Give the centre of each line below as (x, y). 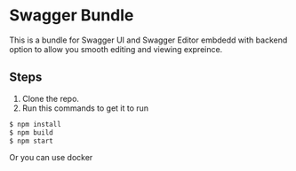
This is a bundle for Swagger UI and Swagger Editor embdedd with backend (148, 40)
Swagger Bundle (72, 16)
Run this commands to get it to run (85, 108)
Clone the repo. (51, 98)
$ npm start (31, 141)
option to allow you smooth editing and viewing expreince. (116, 49)
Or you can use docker (51, 158)
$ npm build (31, 132)
